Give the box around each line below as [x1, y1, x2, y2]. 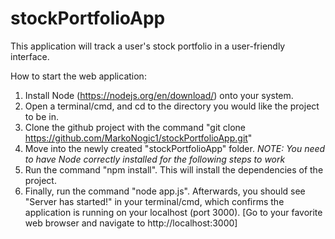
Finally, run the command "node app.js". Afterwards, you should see [24, 185, 306, 197]
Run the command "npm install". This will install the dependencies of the [24, 163, 324, 176]
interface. [10, 50, 50, 62]
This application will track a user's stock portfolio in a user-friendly [10, 40, 286, 52]
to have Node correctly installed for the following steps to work [24, 153, 286, 165]
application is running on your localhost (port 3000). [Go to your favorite [24, 206, 323, 218]
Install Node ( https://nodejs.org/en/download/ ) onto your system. [24, 89, 294, 101]
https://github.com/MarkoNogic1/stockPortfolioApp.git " [24, 132, 253, 144]
